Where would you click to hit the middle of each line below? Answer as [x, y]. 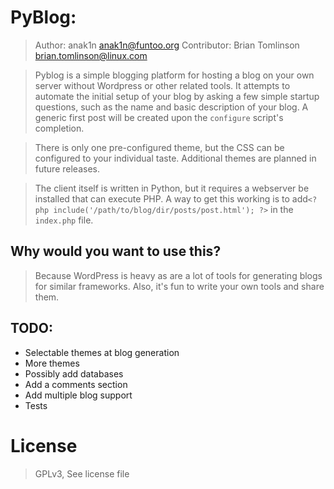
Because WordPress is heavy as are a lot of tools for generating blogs [178, 275]
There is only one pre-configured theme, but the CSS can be [159, 147]
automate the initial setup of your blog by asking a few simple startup [177, 96]
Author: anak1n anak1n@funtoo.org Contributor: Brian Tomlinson [167, 45]
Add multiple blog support [78, 395]
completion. [59, 128]
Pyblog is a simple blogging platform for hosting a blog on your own [174, 75]
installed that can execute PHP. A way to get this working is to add [171, 198]
